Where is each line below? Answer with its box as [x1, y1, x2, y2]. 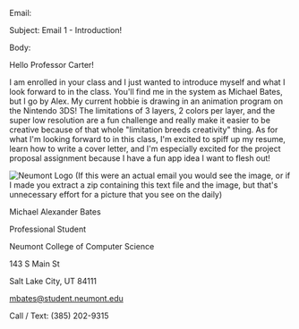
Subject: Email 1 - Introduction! [9, 25, 123, 35]
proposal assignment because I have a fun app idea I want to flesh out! [9, 153, 271, 164]
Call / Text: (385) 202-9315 [9, 310, 109, 321]
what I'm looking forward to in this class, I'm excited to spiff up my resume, [9, 134, 286, 144]
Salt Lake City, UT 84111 [9, 276, 97, 286]
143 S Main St [9, 258, 60, 269]
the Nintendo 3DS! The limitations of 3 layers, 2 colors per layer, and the [9, 105, 276, 115]
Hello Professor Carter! [9, 60, 94, 70]
